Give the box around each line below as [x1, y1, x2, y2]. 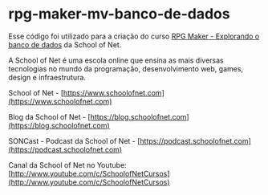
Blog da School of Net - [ [8, 112, 91, 121]
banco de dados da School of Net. [8, 39, 122, 49]
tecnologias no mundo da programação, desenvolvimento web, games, [8, 63, 243, 73]
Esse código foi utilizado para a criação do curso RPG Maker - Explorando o [8, 31, 260, 41]
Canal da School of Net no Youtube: [8, 160, 127, 169]
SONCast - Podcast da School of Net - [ [8, 136, 140, 145]
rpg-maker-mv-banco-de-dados [8, 5, 230, 23]
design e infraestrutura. [8, 72, 87, 82]
